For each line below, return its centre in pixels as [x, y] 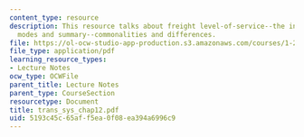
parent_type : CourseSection [62, 93]
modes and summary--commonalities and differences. [117, 34]
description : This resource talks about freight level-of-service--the [147, 26]
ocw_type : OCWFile [44, 77]
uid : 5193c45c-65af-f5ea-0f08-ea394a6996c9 [93, 118]
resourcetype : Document [54, 101]
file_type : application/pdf [62, 51]
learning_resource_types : [58, 59]
